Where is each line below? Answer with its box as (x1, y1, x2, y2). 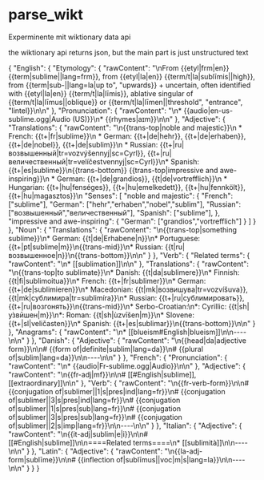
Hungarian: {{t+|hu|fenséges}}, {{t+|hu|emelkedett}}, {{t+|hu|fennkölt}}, (8, 182, 246, 192)
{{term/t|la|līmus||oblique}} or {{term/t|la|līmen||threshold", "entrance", (8, 97, 243, 107)
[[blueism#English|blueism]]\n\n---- (127, 327, 246, 337)
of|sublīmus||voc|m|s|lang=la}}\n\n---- (115, 454, 246, 464)
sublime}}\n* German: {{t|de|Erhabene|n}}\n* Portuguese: (8, 233, 201, 243)
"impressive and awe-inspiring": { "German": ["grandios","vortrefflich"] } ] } (8, 216, 257, 226)
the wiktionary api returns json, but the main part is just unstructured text (8, 47, 249, 57)
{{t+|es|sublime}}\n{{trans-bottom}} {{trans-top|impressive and (8, 165, 218, 175)
